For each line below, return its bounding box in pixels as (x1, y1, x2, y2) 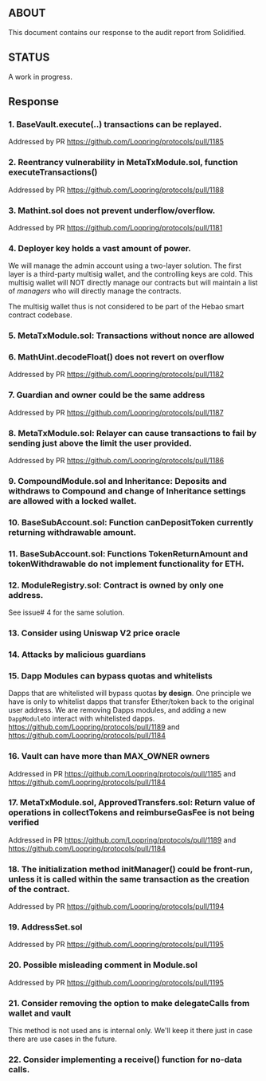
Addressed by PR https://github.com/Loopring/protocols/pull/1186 (8, 456, 225, 466)
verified (8, 817, 40, 828)
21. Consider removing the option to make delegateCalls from (8, 997, 250, 1008)
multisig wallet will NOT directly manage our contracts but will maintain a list (8, 278, 258, 288)
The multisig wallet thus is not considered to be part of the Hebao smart (8, 302, 244, 312)
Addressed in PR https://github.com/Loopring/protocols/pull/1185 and (8, 768, 237, 778)
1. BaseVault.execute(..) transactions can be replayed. (8, 119, 222, 130)
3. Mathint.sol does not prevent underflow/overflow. (8, 205, 216, 216)
